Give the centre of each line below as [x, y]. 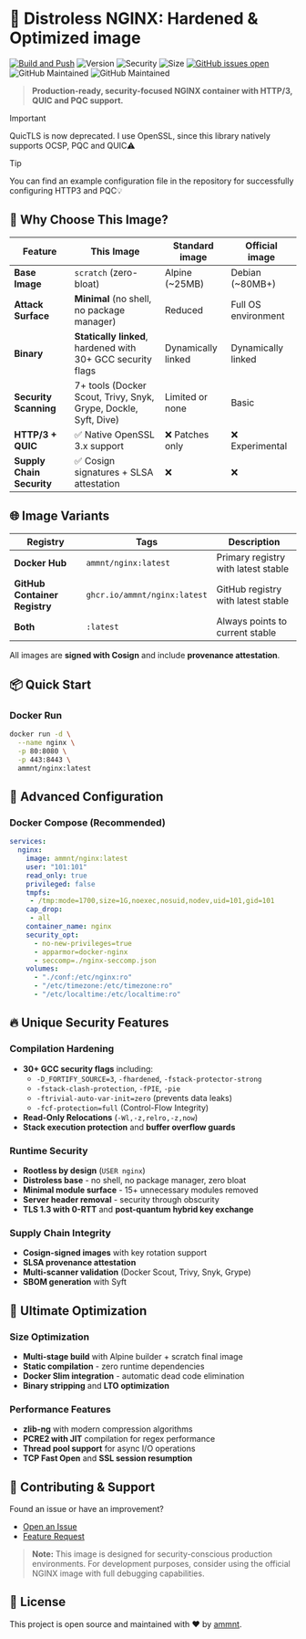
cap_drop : [45, 909]
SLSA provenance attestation [79, 1263]
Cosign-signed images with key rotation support [115, 1253]
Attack [29, 304]
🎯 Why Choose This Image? [89, 220]
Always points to [252, 621]
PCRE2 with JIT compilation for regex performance [119, 1439]
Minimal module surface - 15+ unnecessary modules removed [140, 1190]
